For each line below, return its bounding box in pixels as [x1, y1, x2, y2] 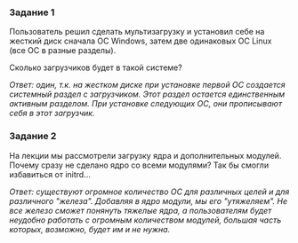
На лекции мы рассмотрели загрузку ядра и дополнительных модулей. [9, 150, 282, 161]
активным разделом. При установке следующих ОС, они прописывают [9, 98, 283, 109]
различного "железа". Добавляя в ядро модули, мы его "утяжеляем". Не [9, 195, 288, 206]
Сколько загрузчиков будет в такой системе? [9, 62, 182, 73]
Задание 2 [9, 130, 57, 143]
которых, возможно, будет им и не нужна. [9, 223, 171, 234]
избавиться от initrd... [9, 169, 92, 179]
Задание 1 [9, 6, 55, 19]
